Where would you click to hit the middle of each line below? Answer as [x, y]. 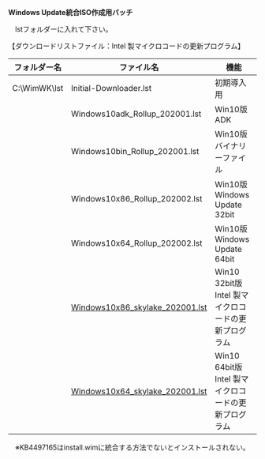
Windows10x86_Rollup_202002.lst [136, 199]
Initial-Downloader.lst [111, 88]
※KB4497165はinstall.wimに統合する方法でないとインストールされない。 [132, 447]
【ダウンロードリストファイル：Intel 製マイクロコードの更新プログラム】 [127, 46]
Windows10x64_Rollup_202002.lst [136, 243]
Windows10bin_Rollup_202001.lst [135, 151]
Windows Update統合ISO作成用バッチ [71, 12]
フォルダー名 [37, 68]
